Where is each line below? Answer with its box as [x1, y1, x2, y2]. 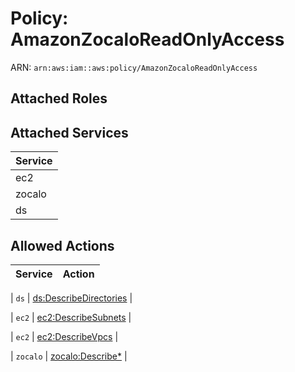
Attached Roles [10, 90, 108, 107]
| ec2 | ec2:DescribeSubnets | [10, 311, 132, 323]
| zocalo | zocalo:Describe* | [10, 350, 128, 362]
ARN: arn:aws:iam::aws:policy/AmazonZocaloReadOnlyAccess [10, 61, 258, 73]
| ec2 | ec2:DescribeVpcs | [10, 330, 119, 342]
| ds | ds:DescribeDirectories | [10, 292, 133, 304]
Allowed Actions [10, 237, 115, 254]
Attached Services [10, 124, 129, 141]
